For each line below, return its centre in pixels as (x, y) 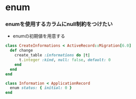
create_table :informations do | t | (52, 55)
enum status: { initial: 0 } (41, 88)
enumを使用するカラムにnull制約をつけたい (59, 24)
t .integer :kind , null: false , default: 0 (65, 60)
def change (21, 51)
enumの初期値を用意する (39, 36)
